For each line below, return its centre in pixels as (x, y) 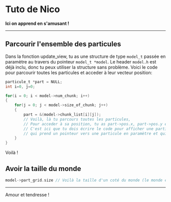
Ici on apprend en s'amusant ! (37, 23)
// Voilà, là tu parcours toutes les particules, (77, 119)
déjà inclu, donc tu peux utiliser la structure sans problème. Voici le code (81, 67)
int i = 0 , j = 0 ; (20, 87)
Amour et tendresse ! (27, 194)
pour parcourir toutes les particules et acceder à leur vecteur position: (79, 73)
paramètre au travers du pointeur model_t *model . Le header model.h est (81, 61)
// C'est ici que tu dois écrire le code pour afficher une (89, 129)
